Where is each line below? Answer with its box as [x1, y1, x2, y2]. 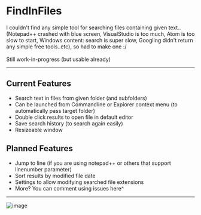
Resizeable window [14, 126, 63, 133]
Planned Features [6, 143, 74, 153]
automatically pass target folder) [14, 107, 96, 114]
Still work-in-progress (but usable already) [6, 56, 111, 63]
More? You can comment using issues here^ [14, 185, 124, 192]
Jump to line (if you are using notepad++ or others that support [14, 159, 172, 167]
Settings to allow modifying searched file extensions [14, 178, 144, 186]
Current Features [6, 79, 72, 89]
